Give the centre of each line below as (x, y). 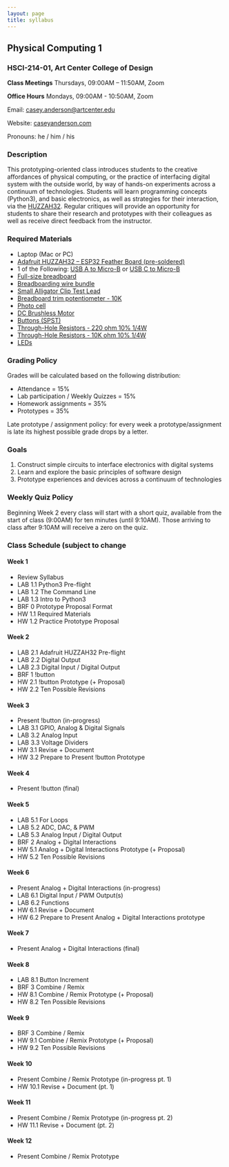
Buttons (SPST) (39, 320)
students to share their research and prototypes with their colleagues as (110, 214)
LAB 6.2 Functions (43, 902)
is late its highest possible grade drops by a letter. (78, 432)
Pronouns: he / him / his (41, 136)
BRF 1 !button (36, 675)
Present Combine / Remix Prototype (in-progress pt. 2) (95, 1117)
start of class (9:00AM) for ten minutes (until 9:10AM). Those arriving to (109, 519)
